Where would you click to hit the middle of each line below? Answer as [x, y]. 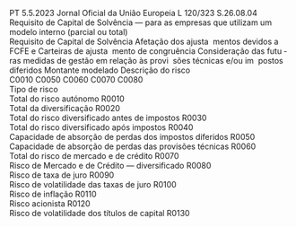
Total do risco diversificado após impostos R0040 [101, 127]
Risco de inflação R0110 [53, 194]
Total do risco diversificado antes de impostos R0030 [108, 118]
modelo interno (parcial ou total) [69, 32]
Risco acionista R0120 [50, 204]
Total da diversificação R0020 [65, 108]
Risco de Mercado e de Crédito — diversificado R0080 [110, 166]
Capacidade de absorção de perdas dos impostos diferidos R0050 [132, 137]
